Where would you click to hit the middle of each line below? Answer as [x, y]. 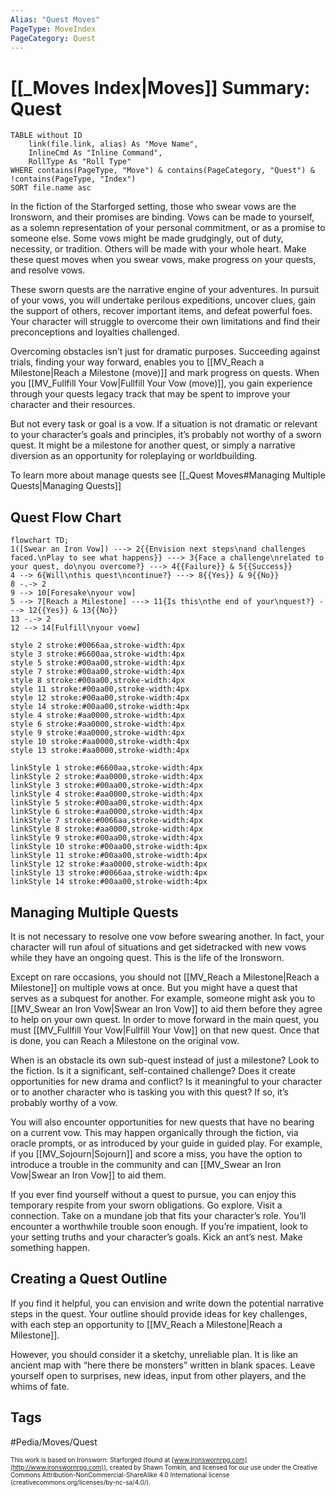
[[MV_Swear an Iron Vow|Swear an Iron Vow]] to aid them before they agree [166, 1008]
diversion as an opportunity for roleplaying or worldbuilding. [134, 456]
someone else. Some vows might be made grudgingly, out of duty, [147, 238]
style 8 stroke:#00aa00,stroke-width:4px [98, 681]
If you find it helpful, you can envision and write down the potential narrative [167, 1303]
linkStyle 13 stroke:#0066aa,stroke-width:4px [109, 873]
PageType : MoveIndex [53, 29]
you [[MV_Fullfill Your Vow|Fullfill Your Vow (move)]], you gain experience [161, 383]
